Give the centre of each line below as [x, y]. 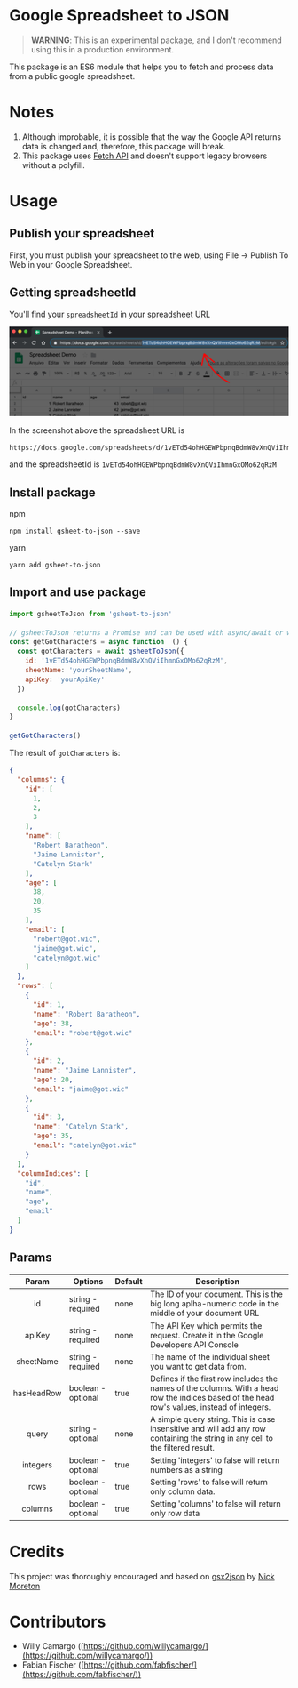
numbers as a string [187, 1469]
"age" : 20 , [53, 1080]
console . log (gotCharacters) [69, 708]
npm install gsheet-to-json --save [75, 531]
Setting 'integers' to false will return [215, 1460]
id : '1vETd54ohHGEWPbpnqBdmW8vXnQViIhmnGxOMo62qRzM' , [126, 661]
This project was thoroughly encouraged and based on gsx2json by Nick [142, 1576]
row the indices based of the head [212, 1398]
